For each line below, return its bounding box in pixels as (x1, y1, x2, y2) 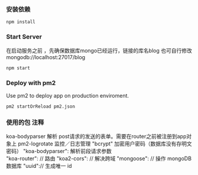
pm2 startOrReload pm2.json (6, 103, 76, 109)
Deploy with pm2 (6, 79, 56, 87)
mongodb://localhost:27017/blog (6, 53, 86, 60)
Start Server (6, 33, 43, 41)
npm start (6, 65, 31, 71)
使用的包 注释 (6, 118, 44, 127)
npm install (6, 19, 35, 25)
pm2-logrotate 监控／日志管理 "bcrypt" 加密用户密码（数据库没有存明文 (17, 140, 192, 147)
